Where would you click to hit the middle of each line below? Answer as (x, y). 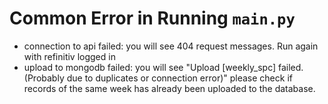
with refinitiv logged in (69, 56)
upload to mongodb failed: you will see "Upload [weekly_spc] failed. (163, 67)
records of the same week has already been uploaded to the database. (169, 88)
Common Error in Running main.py (152, 18)
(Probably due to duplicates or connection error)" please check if (158, 78)
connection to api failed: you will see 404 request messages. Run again (171, 46)
